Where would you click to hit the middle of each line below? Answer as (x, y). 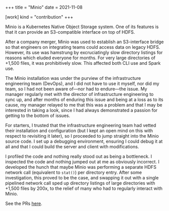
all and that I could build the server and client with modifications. (72, 147)
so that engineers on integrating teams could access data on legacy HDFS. (83, 47)
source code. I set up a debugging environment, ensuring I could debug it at (84, 141)
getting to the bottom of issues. (38, 116)
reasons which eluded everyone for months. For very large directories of (80, 58)
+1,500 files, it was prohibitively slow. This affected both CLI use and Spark (83, 63)
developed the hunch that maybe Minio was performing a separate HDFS (81, 167)
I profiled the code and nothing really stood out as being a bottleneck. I (79, 156)
